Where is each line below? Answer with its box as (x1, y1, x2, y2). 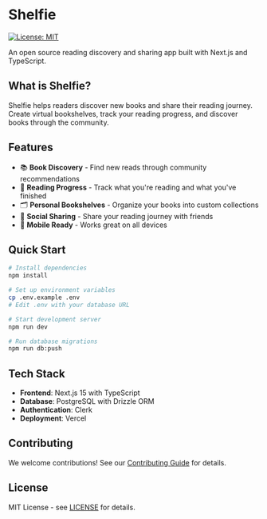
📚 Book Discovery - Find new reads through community (19, 162, 207, 172)
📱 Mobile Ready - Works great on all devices (19, 220, 167, 230)
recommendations (19, 174, 80, 183)
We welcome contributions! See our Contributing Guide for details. (8, 457, 227, 467)
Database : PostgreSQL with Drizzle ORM (19, 397, 155, 406)
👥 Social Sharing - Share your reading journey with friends (19, 211, 214, 221)
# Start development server (8, 315, 102, 323)
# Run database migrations (8, 337, 98, 345)
